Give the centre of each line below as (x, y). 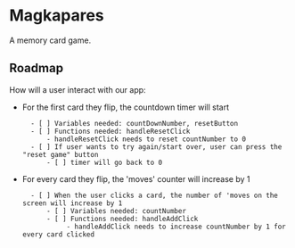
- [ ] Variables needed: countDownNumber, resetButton (135, 123)
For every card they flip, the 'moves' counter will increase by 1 (136, 178)
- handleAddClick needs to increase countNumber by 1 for (176, 227)
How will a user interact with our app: (78, 89)
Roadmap (37, 68)
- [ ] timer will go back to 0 (104, 162)
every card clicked (58, 234)
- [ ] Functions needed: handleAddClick (122, 219)
